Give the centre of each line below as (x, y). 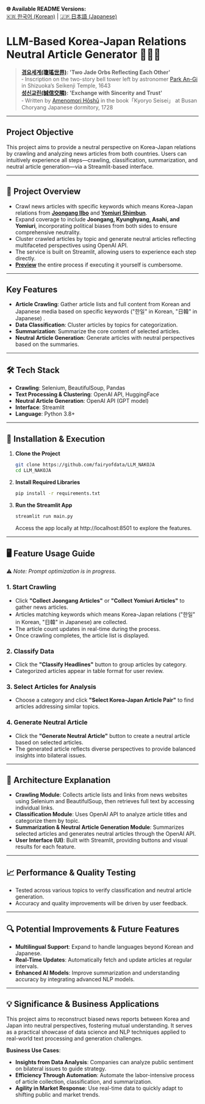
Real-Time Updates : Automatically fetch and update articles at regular (103, 960)
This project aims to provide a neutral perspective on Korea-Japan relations (101, 147)
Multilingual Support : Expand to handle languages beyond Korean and (104, 946)
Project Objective (40, 132)
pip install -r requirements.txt (58, 493)
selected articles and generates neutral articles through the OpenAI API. (106, 834)
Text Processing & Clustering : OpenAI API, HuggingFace (87, 394)
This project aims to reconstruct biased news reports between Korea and (98, 1019)
